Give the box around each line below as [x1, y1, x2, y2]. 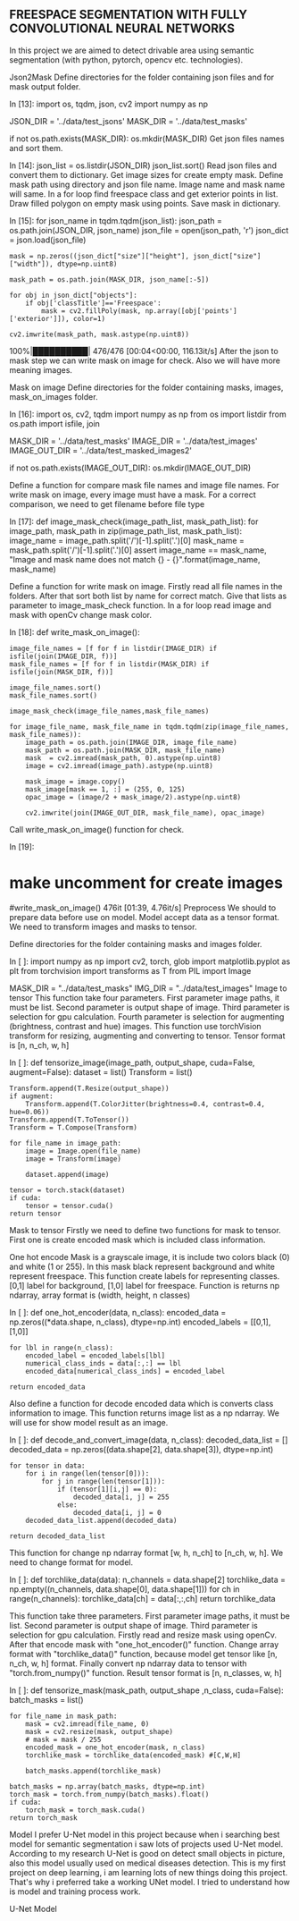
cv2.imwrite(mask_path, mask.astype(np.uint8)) [9, 330, 190, 339]
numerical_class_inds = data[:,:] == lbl [25, 1358, 181, 1367]
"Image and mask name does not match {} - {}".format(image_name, [9, 554, 261, 564]
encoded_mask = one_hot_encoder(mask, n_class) [25, 1743, 205, 1752]
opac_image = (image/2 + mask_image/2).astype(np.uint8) [25, 792, 242, 801]
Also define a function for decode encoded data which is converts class [9, 1398, 274, 1409]
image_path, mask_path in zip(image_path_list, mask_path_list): [9, 525, 243, 536]
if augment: [9, 1091, 54, 1101]
